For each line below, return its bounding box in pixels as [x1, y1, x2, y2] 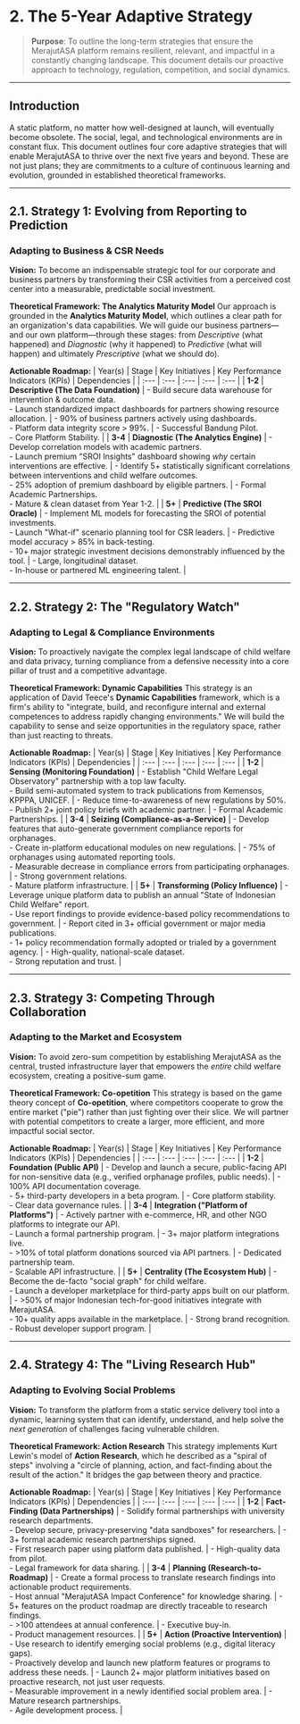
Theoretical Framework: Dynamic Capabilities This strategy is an [9, 683, 253, 694]
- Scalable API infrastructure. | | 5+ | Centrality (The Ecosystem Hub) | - [9, 1266, 278, 1277]
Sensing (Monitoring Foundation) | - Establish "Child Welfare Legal [9, 766, 259, 778]
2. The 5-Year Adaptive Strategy [9, 6, 253, 27]
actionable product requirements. [9, 1581, 132, 1592]
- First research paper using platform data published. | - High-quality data [9, 1543, 281, 1554]
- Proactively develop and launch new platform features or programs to [9, 1657, 271, 1668]
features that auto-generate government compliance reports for [9, 823, 244, 834]
